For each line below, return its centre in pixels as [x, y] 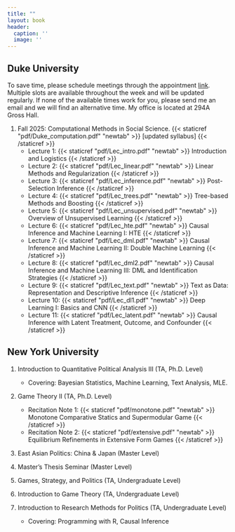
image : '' [28, 40]
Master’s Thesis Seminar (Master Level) [75, 467]
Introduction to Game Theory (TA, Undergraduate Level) [98, 494]
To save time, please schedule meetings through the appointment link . [109, 85]
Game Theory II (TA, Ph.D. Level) [65, 396]
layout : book [26, 20]
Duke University [43, 68]
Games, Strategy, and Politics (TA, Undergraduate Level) [99, 480]
